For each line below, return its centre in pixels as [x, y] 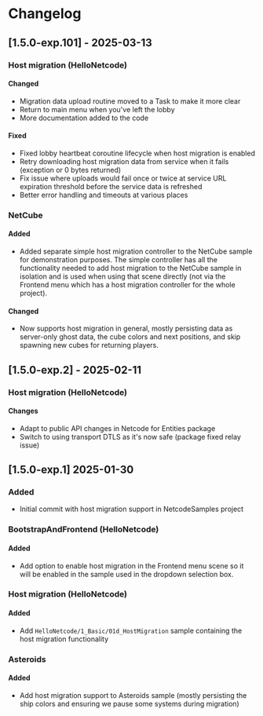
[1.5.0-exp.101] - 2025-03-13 [80, 43]
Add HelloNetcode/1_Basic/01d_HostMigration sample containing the [131, 630]
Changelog [45, 14]
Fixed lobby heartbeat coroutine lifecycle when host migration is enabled [137, 153]
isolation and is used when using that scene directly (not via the [122, 276]
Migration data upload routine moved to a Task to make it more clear [130, 101]
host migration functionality [64, 639]
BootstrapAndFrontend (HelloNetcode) [84, 529]
